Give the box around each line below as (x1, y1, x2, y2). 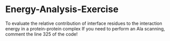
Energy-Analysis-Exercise (5, 4, 119, 15)
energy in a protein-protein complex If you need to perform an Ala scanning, (5, 25, 165, 31)
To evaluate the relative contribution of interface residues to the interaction (5, 20, 162, 26)
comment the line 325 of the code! (5, 31, 78, 37)
